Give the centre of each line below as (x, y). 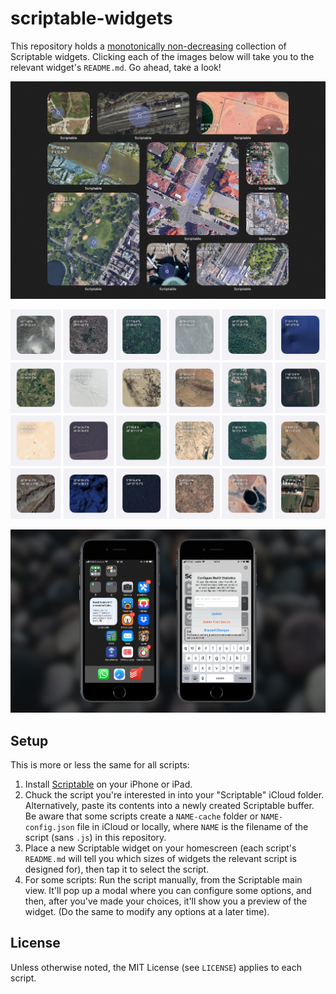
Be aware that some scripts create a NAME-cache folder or (141, 816)
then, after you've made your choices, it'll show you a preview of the (166, 901)
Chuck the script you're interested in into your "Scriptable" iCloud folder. (174, 795)
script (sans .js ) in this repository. (95, 838)
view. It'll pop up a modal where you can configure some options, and (168, 891)
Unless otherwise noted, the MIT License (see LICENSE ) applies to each (156, 967)
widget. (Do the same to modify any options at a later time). (147, 912)
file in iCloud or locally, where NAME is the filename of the (192, 827)
